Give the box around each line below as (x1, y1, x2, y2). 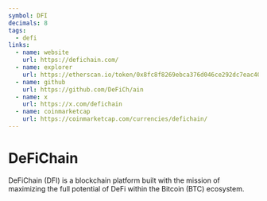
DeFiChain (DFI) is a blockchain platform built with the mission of (8, 176, 221, 185)
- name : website (15, 48, 69, 56)
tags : (8, 26, 26, 34)
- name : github (15, 78, 66, 86)
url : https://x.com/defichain (22, 100, 123, 108)
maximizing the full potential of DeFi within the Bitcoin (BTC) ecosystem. (8, 184, 245, 193)
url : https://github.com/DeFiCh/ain (22, 85, 145, 94)
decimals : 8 (8, 19, 48, 27)
